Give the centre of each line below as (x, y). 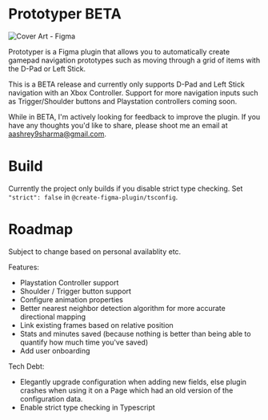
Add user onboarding (55, 350)
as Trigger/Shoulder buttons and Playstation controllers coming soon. (123, 101)
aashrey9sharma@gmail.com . (57, 134)
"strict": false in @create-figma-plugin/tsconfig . (93, 196)
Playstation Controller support (69, 282)
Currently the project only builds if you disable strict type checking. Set (126, 188)
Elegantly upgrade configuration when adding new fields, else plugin (133, 382)
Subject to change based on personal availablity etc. (95, 251)
